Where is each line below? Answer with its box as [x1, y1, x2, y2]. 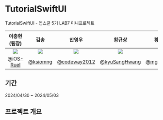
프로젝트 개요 [5, 108, 42, 116]
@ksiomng [28, 58, 52, 65]
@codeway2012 [57, 58, 96, 65]
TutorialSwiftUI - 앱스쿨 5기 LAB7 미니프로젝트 [5, 20, 95, 26]
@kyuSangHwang [100, 58, 141, 65]
